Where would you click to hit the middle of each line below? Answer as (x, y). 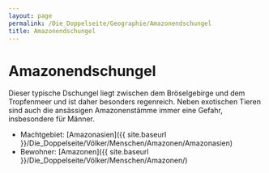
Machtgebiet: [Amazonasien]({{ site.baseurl (93, 135)
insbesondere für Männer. (52, 119)
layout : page (30, 16)
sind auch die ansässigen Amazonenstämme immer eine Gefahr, (115, 111)
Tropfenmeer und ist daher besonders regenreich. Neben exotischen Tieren (135, 102)
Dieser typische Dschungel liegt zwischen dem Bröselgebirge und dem (127, 93)
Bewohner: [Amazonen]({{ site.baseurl (84, 152)
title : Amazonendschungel (52, 31)
